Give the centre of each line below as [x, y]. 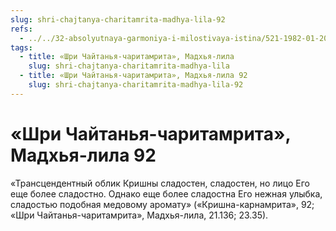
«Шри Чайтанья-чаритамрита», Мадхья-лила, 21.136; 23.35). [139, 215]
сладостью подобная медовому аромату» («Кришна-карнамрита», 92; [162, 204]
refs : [21, 29]
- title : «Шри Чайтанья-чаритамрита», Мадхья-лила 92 [133, 76]
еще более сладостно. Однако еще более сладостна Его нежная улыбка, [166, 193]
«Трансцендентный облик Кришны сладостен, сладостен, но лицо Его [160, 183]
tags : [21, 47]
